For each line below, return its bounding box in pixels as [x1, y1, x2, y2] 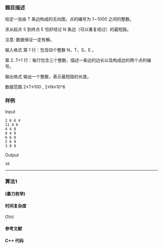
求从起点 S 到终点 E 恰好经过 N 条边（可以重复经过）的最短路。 [5, 27, 131, 32]
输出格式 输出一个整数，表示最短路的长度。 [5, 74, 91, 79]
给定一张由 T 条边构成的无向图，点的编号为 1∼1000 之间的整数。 [5, 16, 134, 22]
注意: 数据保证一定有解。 [5, 37, 54, 43]
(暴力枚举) [5, 191, 26, 197]
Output [5, 152, 19, 158]
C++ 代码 [5, 237, 24, 243]
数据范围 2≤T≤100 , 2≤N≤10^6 [5, 84, 65, 90]
